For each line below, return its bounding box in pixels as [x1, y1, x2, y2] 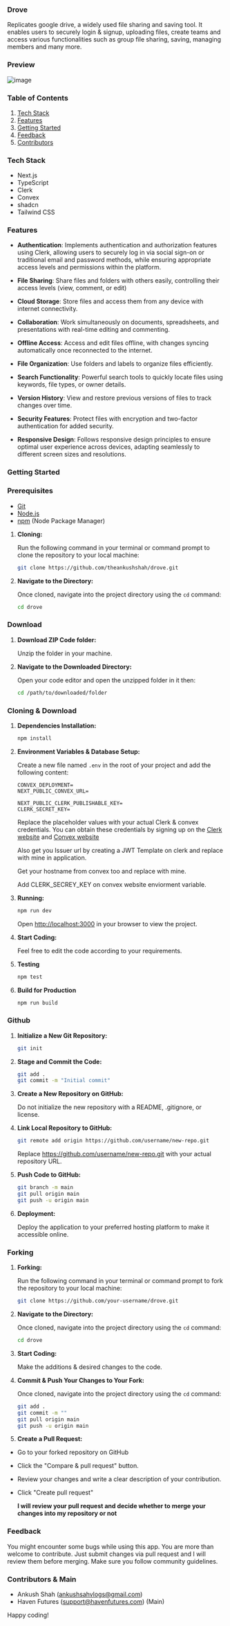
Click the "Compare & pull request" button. [17, 1462, 140, 1470]
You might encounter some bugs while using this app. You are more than [7, 1542, 214, 1550]
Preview [7, 60, 35, 70]
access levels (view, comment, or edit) [17, 284, 127, 292]
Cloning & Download [7, 705, 77, 715]
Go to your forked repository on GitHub [17, 1448, 129, 1456]
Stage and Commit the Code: [17, 1057, 102, 1066]
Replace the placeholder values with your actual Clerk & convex [17, 818, 199, 826]
